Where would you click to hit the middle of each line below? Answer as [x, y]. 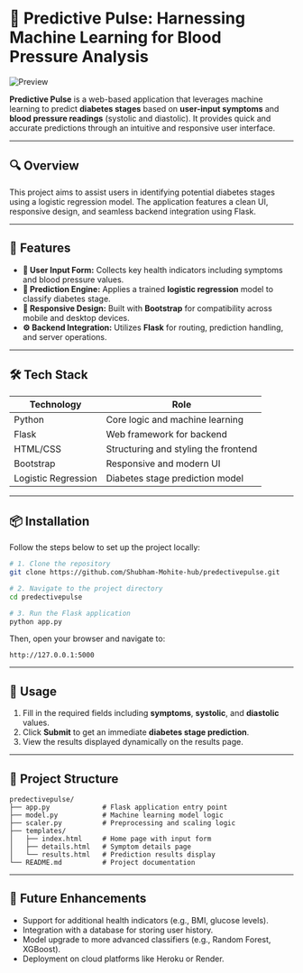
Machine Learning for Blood [115, 37]
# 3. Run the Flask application [70, 613]
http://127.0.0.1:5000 [52, 656]
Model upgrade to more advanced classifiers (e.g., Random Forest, [147, 939]
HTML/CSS [37, 449]
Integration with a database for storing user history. [118, 930]
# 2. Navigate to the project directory [87, 588]
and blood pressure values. [73, 280]
